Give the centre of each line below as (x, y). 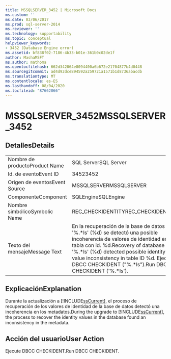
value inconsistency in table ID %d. (114, 258)
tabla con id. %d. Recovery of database (118, 245)
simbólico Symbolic (31, 211)
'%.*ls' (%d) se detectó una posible (115, 233)
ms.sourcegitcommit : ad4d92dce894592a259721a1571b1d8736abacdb (74, 72)
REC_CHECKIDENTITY (99, 211)
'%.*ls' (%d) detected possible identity (119, 251)
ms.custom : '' (20, 15)
